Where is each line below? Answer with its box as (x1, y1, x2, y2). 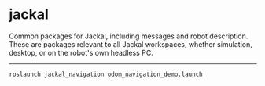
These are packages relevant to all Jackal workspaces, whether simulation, (9, 39, 252, 48)
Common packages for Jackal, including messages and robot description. (9, 31, 248, 41)
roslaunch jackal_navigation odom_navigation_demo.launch (9, 70, 203, 78)
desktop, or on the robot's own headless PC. (9, 48, 154, 57)
